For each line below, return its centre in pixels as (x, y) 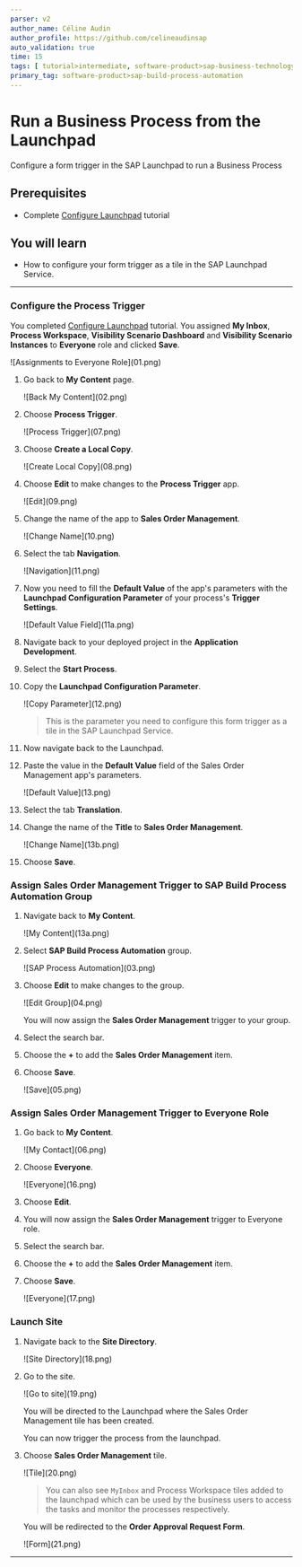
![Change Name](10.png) (69, 536)
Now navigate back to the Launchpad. (93, 748)
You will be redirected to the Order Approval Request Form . (134, 1527)
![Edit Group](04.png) (63, 1003)
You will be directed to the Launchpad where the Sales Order (136, 1411)
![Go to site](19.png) (60, 1393)
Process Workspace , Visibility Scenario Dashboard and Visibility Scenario (151, 335)
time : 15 (26, 57)
